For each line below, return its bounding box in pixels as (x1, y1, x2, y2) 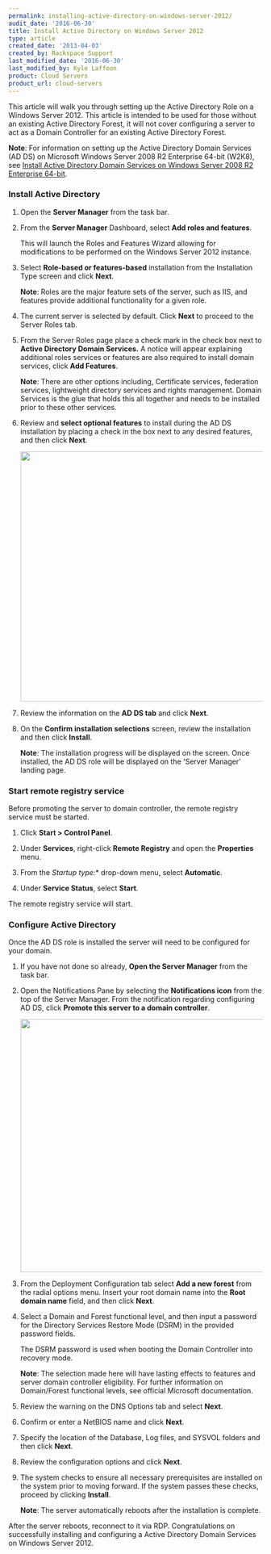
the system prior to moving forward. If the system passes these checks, (19, 1481, 260, 1491)
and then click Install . (19, 732, 93, 742)
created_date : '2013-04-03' (8, 42, 103, 50)
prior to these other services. (19, 402, 117, 412)
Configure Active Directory (8, 919, 117, 931)
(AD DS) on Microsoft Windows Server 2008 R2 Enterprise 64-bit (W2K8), (8, 151, 255, 161)
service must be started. (8, 812, 90, 822)
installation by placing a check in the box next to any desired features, (19, 426, 253, 436)
